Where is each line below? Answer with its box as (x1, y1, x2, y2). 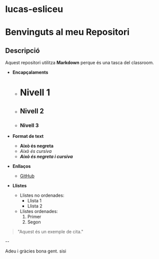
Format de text (12, 133, 44, 139)
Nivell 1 (19, 87, 50, 98)
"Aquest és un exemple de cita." (17, 229, 83, 235)
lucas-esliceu (5, 4, 63, 15)
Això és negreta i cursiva (19, 154, 73, 160)
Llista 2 (27, 203, 42, 209)
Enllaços (12, 163, 31, 169)
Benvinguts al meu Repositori (5, 27, 130, 38)
